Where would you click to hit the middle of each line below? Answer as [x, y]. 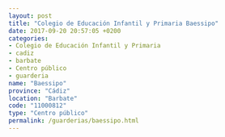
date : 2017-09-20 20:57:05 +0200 [65, 31]
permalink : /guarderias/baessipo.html [74, 121]
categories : [28, 38]
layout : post [30, 16]
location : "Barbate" [43, 98]
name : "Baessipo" [38, 83]
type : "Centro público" [49, 114]
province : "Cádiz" [39, 91]
